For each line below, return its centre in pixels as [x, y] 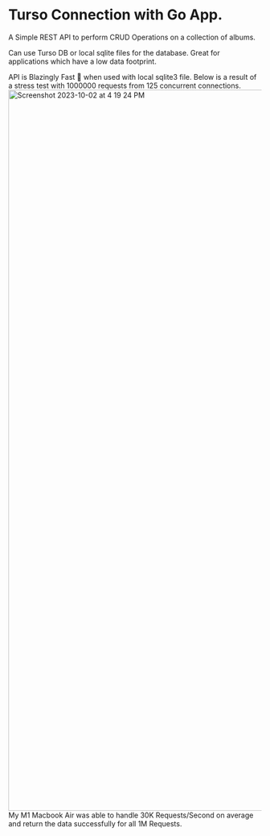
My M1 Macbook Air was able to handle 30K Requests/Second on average [131, 815]
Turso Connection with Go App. [116, 15]
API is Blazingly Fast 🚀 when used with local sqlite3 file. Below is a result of [133, 77]
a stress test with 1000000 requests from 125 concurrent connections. [125, 85]
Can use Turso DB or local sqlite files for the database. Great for [114, 52]
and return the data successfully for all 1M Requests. [95, 823]
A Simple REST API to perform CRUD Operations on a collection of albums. [132, 37]
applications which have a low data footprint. [82, 61]
